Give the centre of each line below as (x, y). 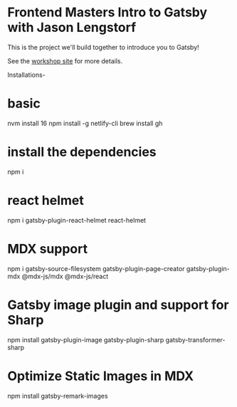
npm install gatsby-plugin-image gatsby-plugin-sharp (86, 339)
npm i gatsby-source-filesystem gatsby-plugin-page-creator (96, 268)
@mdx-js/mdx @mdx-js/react (65, 276)
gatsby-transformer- (195, 339)
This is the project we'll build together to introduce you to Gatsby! (103, 47)
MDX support (47, 249)
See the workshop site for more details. (65, 60)
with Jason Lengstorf (72, 27)
